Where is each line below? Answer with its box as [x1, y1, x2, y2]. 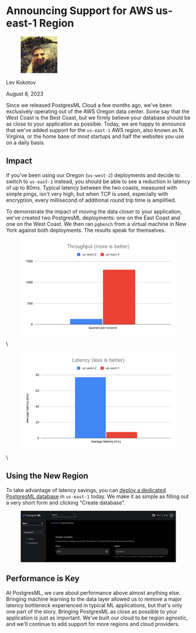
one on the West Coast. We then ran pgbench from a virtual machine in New [6, 220, 187, 227]
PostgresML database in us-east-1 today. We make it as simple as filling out [6, 493, 189, 500]
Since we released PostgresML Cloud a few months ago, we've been [6, 101, 172, 109]
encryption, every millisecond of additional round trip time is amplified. [6, 197, 177, 204]
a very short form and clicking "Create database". [6, 499, 126, 506]
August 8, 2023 [6, 90, 44, 97]
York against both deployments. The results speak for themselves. [6, 226, 166, 233]
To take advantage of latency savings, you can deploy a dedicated [6, 486, 166, 493]
